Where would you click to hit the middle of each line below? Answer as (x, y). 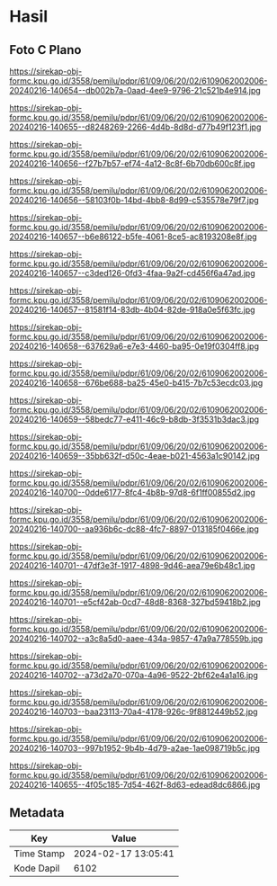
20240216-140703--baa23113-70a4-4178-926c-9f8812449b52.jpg (134, 711)
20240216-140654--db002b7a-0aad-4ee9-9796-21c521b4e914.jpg (135, 90)
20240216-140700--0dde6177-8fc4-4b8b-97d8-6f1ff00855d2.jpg (133, 492)
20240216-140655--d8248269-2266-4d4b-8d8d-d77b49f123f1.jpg (135, 127)
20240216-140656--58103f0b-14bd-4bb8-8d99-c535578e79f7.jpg (134, 200)
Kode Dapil (37, 868)
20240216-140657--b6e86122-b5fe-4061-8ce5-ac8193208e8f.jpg (134, 237)
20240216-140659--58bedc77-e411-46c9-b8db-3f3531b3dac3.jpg (134, 419)
